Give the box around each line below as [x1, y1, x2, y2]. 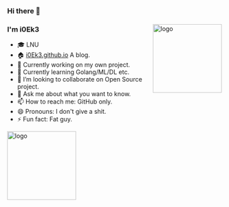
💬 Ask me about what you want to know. [17, 90, 131, 98]
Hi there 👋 [7, 6, 41, 16]
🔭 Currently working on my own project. [17, 61, 131, 69]
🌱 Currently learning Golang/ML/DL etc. [17, 68, 129, 76]
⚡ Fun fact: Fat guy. [17, 115, 72, 123]
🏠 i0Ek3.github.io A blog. [17, 51, 91, 59]
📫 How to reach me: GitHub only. [17, 97, 113, 106]
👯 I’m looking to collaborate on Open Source [17, 75, 142, 84]
